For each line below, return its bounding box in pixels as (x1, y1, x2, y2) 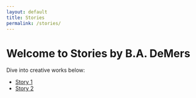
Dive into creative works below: (6, 66, 85, 74)
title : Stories (6, 15, 45, 21)
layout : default (6, 9, 47, 15)
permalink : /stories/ (6, 20, 61, 26)
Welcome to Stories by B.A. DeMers (6, 46, 191, 60)
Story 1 (15, 79, 33, 86)
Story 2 (15, 85, 34, 92)
